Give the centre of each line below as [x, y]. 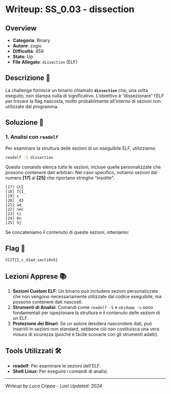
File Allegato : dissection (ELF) [45, 62]
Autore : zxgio [27, 46]
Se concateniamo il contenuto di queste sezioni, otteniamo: [67, 232]
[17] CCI [15, 187]
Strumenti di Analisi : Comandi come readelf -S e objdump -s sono [83, 307]
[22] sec [15, 210]
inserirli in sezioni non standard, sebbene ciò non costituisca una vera [86, 329]
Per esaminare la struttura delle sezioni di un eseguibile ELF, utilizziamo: [81, 148]
